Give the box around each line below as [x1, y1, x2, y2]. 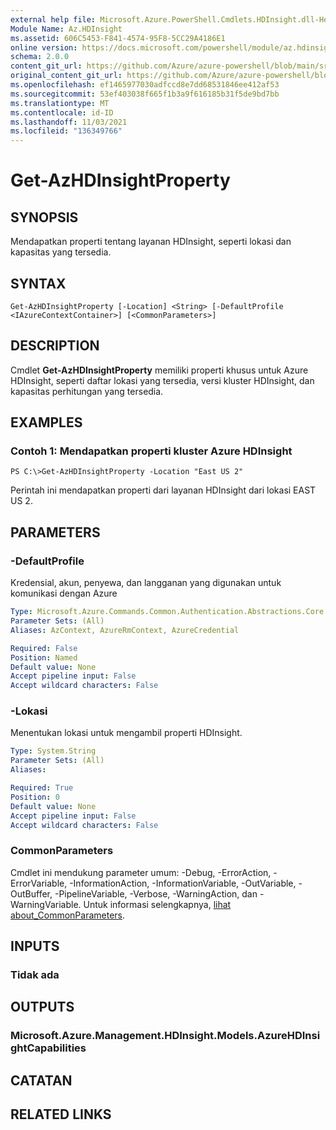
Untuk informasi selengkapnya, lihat [83, 898, 232, 910]
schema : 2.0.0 [10, 52, 70, 62]
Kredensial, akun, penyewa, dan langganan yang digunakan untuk [10, 577, 282, 589]
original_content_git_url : [10, 71, 123, 81]
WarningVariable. [10, 898, 82, 910]
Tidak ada [10, 968, 60, 982]
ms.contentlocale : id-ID [10, 107, 114, 118]
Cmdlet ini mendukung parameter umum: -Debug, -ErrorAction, [10, 866, 272, 878]
